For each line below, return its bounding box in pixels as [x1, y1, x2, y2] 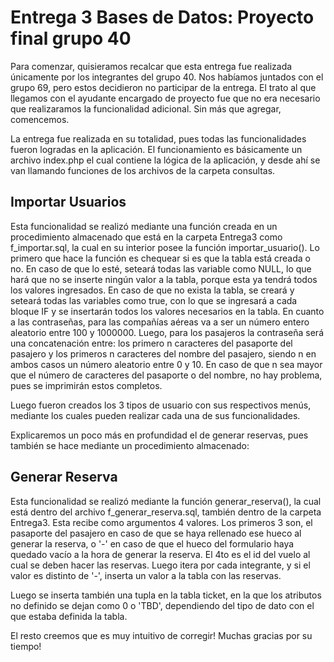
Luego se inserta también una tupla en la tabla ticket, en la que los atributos [10, 589, 322, 601]
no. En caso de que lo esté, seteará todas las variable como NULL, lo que [10, 262, 312, 275]
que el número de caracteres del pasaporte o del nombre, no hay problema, [10, 369, 323, 381]
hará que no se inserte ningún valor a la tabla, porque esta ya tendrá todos [10, 273, 318, 285]
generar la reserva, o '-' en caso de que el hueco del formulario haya [10, 537, 295, 550]
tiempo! [10, 640, 42, 652]
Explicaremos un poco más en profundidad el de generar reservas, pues [10, 429, 309, 441]
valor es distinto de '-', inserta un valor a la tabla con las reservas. [10, 569, 282, 581]
